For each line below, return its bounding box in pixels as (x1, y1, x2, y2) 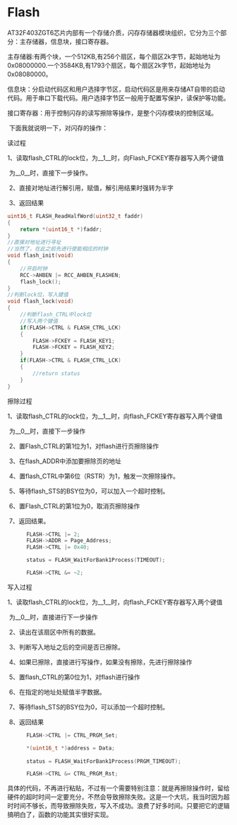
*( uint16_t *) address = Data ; (25, 745, 115, 752)
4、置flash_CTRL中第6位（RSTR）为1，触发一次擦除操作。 (8, 472, 180, 480)
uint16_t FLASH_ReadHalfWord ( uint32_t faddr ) (7, 212, 143, 219)
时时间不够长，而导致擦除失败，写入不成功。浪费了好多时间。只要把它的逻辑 (7, 802, 230, 810)
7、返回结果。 (8, 516, 50, 525)
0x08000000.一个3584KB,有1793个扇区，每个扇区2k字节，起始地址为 (7, 61, 211, 69)
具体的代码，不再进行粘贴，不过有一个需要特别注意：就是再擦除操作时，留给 (7, 784, 230, 793)
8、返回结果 (8, 717, 44, 726)
